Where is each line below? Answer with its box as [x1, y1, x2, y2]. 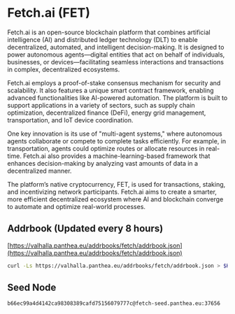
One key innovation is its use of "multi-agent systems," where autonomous [7, 129, 222, 138]
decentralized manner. [7, 166, 72, 175]
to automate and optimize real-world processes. [7, 202, 145, 210]
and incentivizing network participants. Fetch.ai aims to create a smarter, [7, 187, 217, 196]
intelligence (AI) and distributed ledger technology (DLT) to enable [7, 35, 198, 43]
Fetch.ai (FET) [7, 5, 91, 21]
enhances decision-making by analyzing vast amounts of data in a [7, 159, 198, 167]
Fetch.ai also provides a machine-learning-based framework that [23, 152, 211, 160]
